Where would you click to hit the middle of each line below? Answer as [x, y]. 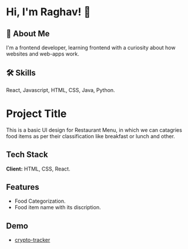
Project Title [36, 114]
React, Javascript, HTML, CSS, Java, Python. [61, 90]
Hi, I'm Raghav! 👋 [48, 12]
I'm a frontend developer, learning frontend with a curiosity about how [91, 47]
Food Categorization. [40, 201]
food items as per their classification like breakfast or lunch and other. [90, 136]
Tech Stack [27, 155]
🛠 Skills [21, 73]
